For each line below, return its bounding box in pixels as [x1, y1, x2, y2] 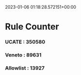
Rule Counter [5, 21, 59, 32]
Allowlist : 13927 [5, 64, 45, 71]
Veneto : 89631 [5, 52, 42, 58]
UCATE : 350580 [5, 38, 46, 45]
